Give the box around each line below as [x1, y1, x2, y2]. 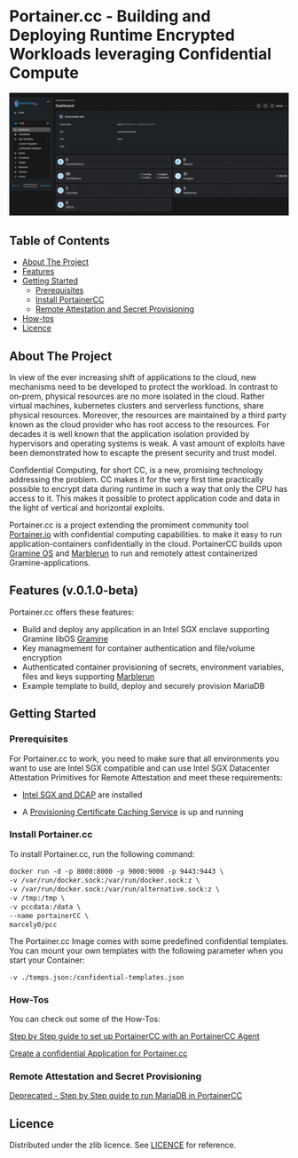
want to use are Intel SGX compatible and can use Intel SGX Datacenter [9, 762, 271, 773]
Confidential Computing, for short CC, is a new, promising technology [9, 464, 263, 476]
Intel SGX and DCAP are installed [21, 789, 143, 800]
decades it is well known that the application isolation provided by [9, 429, 250, 440]
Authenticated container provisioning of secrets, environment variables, [21, 662, 285, 672]
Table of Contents [9, 233, 111, 248]
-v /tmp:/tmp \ [9, 893, 66, 902]
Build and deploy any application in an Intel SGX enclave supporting [21, 623, 271, 634]
